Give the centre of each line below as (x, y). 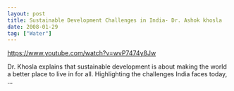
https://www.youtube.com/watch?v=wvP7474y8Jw (82, 53)
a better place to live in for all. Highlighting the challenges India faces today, (117, 74)
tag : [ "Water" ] (30, 33)
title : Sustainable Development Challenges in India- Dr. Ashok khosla (115, 20)
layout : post (26, 14)
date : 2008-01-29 (33, 27)
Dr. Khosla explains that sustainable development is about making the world (117, 66)
